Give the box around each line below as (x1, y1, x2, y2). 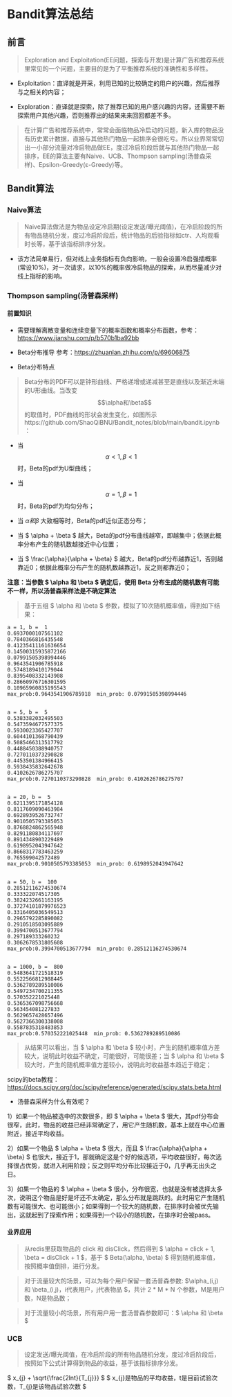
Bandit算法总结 (7, 6, 94, 22)
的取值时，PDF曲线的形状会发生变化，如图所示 (23, 410, 157, 419)
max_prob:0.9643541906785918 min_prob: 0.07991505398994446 (7, 690, 187, 697)
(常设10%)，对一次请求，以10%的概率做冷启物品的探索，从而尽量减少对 (17, 263, 222, 271)
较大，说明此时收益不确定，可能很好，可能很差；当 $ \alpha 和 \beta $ (23, 1051, 224, 1060)
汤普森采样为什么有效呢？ (17, 1097, 90, 1105)
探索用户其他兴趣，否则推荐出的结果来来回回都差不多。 (17, 112, 175, 119)
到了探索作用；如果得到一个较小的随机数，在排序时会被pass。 (37, 1211, 215, 1219)
